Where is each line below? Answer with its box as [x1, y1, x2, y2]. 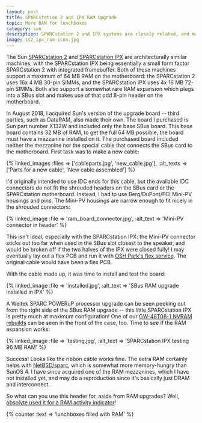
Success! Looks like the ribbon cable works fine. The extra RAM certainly [6, 356, 188, 362]
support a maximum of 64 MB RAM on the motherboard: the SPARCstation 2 [6, 73, 195, 79]
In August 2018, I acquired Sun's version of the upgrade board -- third [6, 110, 179, 117]
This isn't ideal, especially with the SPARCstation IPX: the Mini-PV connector [6, 233, 196, 240]
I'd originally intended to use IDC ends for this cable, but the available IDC [6, 178, 189, 185]
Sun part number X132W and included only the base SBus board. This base [6, 123, 193, 129]
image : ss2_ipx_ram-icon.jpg [6, 37, 79, 43]
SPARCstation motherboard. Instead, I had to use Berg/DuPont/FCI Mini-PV [6, 191, 192, 197]
